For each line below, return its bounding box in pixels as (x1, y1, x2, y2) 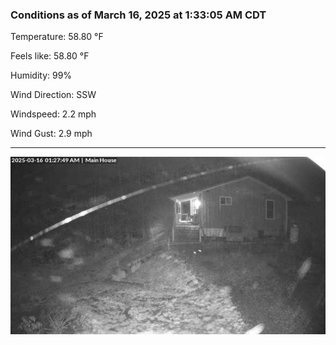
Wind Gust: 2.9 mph (10, 128, 93, 140)
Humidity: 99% (10, 69, 73, 82)
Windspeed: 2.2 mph (10, 108, 97, 120)
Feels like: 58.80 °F (10, 50, 90, 62)
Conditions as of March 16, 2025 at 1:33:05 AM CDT (10, 8, 267, 22)
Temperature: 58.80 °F (10, 31, 104, 43)
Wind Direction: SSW (10, 89, 97, 101)
